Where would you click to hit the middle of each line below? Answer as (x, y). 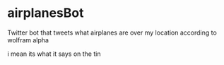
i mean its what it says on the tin (54, 54)
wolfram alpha (28, 40)
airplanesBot (46, 13)
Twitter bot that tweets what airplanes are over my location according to (112, 32)
